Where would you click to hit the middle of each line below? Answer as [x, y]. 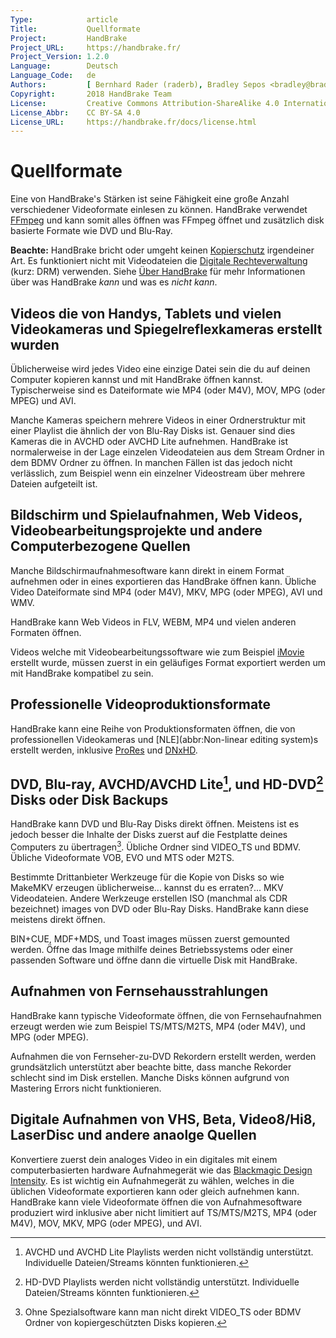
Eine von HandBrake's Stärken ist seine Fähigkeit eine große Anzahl [150, 199]
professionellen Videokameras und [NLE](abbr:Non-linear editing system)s [164, 739]
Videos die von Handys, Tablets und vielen [146, 313]
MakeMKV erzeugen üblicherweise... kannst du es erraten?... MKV [147, 888]
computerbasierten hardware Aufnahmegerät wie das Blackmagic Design [161, 1170]
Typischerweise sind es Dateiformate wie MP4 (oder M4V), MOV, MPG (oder [168, 390]
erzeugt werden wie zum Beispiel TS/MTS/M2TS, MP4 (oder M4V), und [158, 1026]
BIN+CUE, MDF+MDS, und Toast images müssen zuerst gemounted [150, 939]
